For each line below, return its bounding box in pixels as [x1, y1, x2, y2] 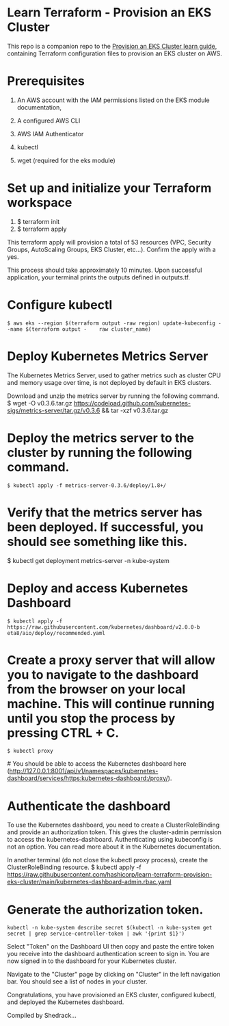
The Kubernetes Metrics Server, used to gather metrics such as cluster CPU [7, 371, 221, 379]
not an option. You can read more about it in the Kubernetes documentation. [7, 842, 221, 851]
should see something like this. [7, 534, 188, 549]
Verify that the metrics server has [7, 505, 203, 520]
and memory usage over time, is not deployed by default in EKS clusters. [7, 378, 212, 386]
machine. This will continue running [7, 696, 215, 712]
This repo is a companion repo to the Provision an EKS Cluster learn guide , [7, 42, 217, 50]
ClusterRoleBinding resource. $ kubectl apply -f [7, 863, 142, 871]
